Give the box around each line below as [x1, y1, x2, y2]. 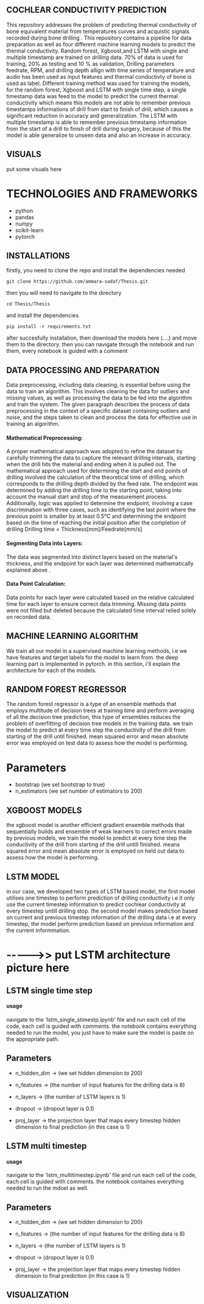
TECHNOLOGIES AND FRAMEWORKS [6, 186, 198, 200]
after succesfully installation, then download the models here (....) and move [6, 334, 197, 341]
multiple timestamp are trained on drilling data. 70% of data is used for [6, 53, 184, 60]
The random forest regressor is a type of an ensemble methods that [6, 701, 177, 708]
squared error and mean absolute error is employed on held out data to [6, 847, 185, 854]
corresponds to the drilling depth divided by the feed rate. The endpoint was [6, 480, 198, 487]
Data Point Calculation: [6, 580, 66, 588]
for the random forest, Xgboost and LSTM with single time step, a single [6, 86, 187, 93]
